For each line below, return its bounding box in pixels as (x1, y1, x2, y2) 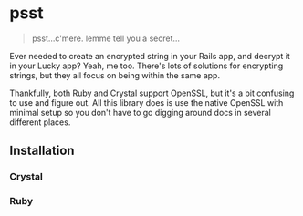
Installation (9, 143, 75, 159)
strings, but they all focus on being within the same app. (9, 69, 221, 80)
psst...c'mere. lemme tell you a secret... (31, 33, 181, 44)
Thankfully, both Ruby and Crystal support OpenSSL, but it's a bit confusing (9, 87, 295, 98)
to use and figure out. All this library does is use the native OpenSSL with (9, 97, 284, 108)
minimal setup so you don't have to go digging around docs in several (9, 107, 272, 118)
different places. (9, 117, 71, 128)
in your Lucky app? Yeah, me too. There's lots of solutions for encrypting (9, 60, 284, 71)
